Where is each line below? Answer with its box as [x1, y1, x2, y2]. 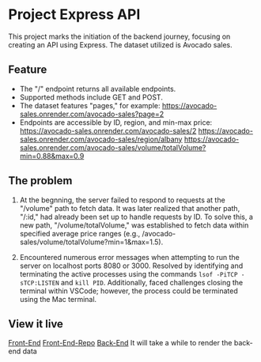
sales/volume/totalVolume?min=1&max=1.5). [19, 237, 164, 247]
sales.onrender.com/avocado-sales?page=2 [19, 109, 165, 119]
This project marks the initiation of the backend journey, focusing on [8, 32, 231, 41]
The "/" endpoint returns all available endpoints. [19, 84, 176, 93]
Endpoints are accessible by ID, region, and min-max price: [19, 117, 213, 127]
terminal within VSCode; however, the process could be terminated [19, 286, 239, 296]
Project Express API [8, 6, 141, 24]
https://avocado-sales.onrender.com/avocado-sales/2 [19, 126, 197, 135]
